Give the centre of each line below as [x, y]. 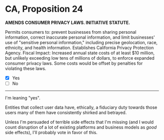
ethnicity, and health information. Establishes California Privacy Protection [80, 47]
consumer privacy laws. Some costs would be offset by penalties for [74, 63]
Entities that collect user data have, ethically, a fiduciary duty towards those [81, 107]
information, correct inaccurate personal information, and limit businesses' [80, 37]
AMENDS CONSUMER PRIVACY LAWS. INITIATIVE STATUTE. [68, 23]
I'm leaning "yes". [23, 98]
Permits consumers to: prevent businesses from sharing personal [71, 32]
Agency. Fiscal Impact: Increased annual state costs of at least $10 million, [80, 53]
